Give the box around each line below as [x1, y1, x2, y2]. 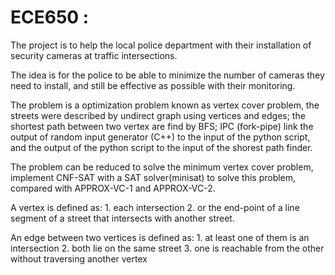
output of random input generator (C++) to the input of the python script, [10, 131, 311, 143]
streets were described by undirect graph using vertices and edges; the [10, 109, 306, 121]
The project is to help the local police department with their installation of [10, 39, 312, 51]
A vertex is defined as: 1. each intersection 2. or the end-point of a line [10, 201, 300, 213]
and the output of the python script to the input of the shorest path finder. [10, 141, 313, 153]
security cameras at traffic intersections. [10, 49, 178, 61]
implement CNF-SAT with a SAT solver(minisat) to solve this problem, [10, 171, 297, 183]
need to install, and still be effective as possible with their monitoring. [10, 79, 296, 91]
